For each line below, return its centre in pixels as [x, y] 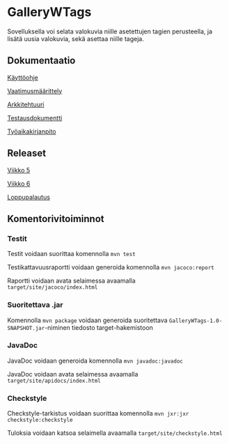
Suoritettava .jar [35, 305]
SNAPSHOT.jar [26, 328]
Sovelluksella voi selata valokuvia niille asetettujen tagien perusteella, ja [110, 31]
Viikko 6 [19, 183]
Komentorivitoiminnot [56, 219]
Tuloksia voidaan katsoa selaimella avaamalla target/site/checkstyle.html [115, 433]
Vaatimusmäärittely [35, 90]
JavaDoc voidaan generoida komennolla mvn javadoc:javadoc [95, 360]
